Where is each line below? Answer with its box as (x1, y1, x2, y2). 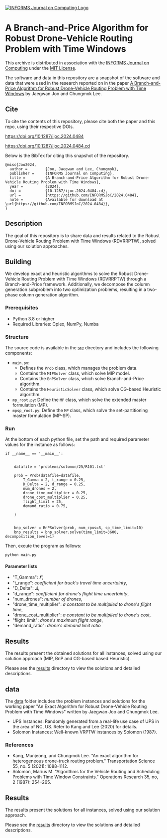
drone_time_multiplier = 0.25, (23, 491, 88, 496)
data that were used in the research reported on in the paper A (5, 80, 133, 86)
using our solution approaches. (5, 243, 69, 249)
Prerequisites (5, 304, 38, 311)
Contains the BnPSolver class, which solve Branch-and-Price (19, 375, 144, 381)
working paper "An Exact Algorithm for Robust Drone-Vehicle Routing (5, 703, 147, 709)
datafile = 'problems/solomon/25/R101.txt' (14, 464, 106, 469)
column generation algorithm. (19, 292, 80, 298)
